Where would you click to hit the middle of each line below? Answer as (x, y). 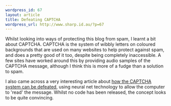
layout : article (23, 15)
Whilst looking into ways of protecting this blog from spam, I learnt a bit (81, 39)
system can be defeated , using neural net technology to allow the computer (85, 87)
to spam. (15, 72)
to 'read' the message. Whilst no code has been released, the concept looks (86, 92)
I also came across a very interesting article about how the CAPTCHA (79, 81)
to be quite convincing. (29, 98)
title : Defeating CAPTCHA (33, 19)
